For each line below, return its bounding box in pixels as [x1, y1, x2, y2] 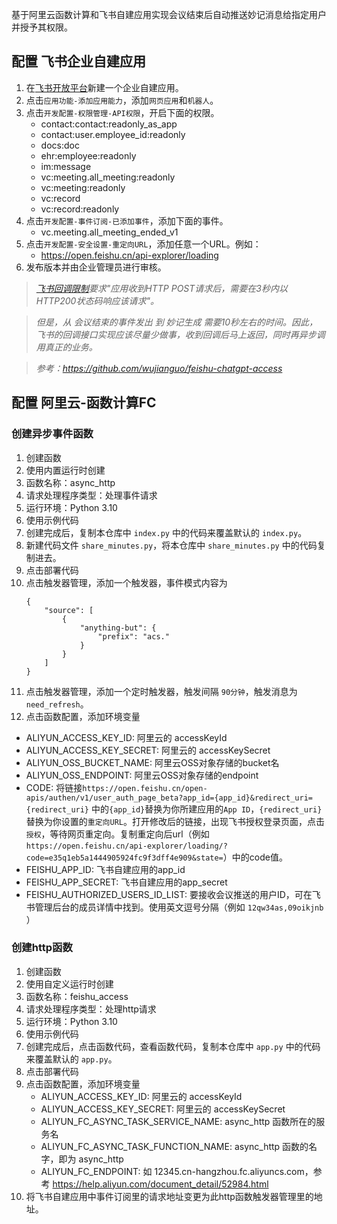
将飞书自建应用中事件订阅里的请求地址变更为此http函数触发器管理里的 [25, 1190, 314, 1202]
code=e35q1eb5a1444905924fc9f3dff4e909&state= [25, 853, 224, 863]
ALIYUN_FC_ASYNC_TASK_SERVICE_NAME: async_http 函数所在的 [40, 1115, 317, 1127]
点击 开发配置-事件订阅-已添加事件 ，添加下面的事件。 [25, 214, 229, 227]
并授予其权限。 [11, 21, 73, 33]
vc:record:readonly [40, 203, 120, 215]
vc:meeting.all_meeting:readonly [40, 171, 176, 183]
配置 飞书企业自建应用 [11, 53, 146, 70]
